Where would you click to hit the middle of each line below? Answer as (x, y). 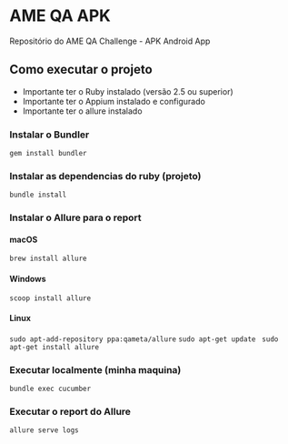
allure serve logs (44, 430)
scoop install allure (50, 298)
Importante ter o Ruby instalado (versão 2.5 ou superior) (128, 91)
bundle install (38, 195)
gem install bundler (49, 154)
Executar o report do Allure (70, 412)
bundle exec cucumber (50, 389)
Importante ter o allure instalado (82, 111)
